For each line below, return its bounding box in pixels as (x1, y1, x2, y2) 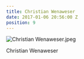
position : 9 (6, 19, 35, 25)
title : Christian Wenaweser (6, 8, 76, 15)
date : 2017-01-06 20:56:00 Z (6, 14, 78, 20)
